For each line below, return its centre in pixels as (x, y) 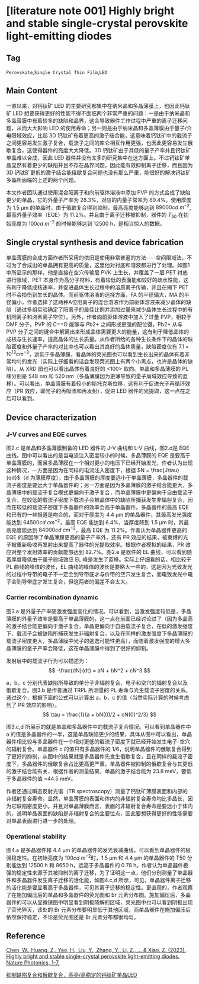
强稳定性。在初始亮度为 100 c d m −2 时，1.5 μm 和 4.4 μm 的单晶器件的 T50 (96, 857)
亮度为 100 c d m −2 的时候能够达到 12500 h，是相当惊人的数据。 (88, 223)
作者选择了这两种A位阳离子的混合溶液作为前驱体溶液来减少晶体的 (106, 302)
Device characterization (51, 417)
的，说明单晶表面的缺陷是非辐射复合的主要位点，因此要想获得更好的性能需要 (99, 813)
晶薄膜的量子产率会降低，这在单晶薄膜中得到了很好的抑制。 (79, 648)
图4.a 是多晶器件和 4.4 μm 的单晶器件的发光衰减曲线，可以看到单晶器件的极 (99, 850)
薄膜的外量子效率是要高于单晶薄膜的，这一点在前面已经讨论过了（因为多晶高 (99, 618)
